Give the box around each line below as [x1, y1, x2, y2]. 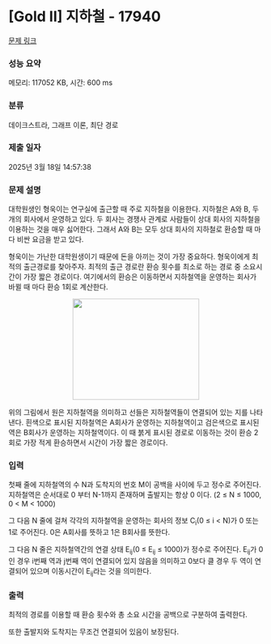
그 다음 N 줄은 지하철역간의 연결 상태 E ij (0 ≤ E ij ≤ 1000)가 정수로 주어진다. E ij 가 [8, 544, 257, 557]
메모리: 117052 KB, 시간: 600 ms [8, 78, 113, 87]
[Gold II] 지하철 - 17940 [8, 7, 162, 26]
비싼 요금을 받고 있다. [16, 235, 84, 244]
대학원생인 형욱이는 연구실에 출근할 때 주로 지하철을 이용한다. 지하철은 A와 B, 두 [8, 204, 260, 214]
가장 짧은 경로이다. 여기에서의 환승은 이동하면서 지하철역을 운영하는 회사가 [23, 272, 257, 282]
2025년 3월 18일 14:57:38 [8, 162, 91, 172]
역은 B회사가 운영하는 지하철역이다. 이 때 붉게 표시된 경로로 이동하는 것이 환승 [8, 428, 252, 438]
